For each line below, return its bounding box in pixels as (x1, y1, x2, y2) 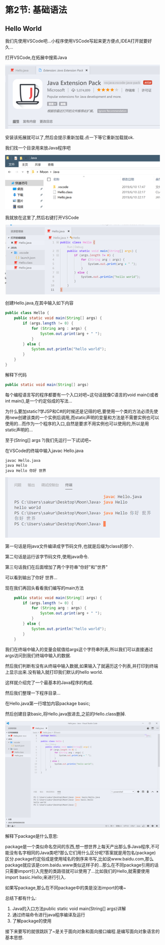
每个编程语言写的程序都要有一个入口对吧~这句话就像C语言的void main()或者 (5, 392, 159, 398)
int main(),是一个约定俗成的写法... (5, 398, 73, 403)
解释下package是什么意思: (5, 833, 58, 839)
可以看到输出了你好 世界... (5, 574, 58, 580)
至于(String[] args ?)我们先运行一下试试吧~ (5, 437, 92, 443)
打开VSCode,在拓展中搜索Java (5, 55, 67, 60)
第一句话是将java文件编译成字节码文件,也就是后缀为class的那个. (5, 543, 134, 549)
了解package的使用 (12, 918, 52, 924)
